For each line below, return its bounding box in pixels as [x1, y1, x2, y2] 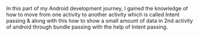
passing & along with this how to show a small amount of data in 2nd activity [6, 17, 193, 24]
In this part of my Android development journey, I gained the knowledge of [6, 5, 188, 12]
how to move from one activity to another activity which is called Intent [6, 11, 180, 18]
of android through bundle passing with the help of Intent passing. [6, 23, 168, 30]
